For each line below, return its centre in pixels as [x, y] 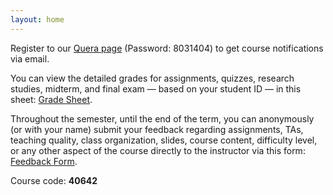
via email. [30, 58]
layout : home [37, 19]
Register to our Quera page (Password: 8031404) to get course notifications [167, 48]
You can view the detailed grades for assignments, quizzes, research [152, 78]
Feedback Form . [44, 161]
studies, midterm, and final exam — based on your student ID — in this [156, 88]
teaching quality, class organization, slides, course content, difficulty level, [164, 140]
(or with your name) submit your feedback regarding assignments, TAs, [157, 129]
